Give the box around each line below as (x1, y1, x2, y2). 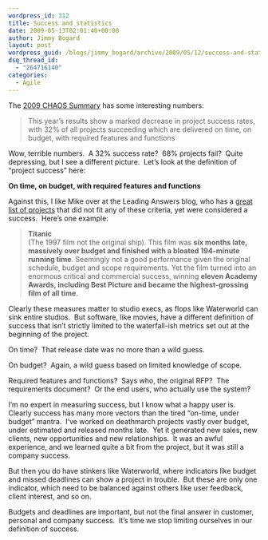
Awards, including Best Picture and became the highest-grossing (27, 280, 249, 289)
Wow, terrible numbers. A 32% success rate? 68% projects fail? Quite (8, 149, 243, 158)
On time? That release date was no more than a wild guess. (8, 344, 205, 354)
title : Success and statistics (8, 19, 112, 27)
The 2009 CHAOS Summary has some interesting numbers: (8, 101, 205, 110)
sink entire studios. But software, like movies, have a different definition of (8, 312, 254, 322)
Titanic (27, 228, 53, 238)
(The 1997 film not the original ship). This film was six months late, (27, 237, 247, 247)
